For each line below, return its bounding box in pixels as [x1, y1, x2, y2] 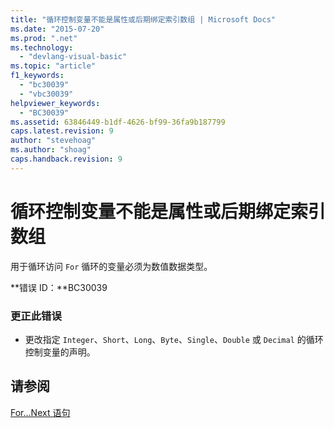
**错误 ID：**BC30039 [10, 281, 108, 293]
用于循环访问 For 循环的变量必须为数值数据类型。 [10, 260, 213, 272]
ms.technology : [10, 42, 74, 53]
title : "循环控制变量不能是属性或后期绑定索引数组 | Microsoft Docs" [10, 14, 276, 25]
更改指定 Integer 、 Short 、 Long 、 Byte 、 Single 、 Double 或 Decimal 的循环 [24, 333, 324, 345]
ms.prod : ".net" [10, 33, 78, 43]
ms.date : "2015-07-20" [10, 24, 105, 34]
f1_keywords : [10, 71, 65, 81]
